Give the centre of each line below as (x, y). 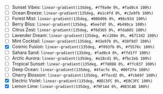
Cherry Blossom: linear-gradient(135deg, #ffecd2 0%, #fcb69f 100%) (85, 75)
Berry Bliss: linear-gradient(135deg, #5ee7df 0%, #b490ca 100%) (79, 24)
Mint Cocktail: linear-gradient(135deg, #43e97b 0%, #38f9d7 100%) (81, 41)
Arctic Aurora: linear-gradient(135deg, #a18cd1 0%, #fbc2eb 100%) (82, 58)
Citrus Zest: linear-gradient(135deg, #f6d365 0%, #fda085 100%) (79, 30)
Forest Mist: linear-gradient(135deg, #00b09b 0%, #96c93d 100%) (79, 18)
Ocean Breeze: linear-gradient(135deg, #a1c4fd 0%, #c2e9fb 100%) (82, 13)
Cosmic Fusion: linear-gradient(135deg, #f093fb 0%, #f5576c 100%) (83, 46)
